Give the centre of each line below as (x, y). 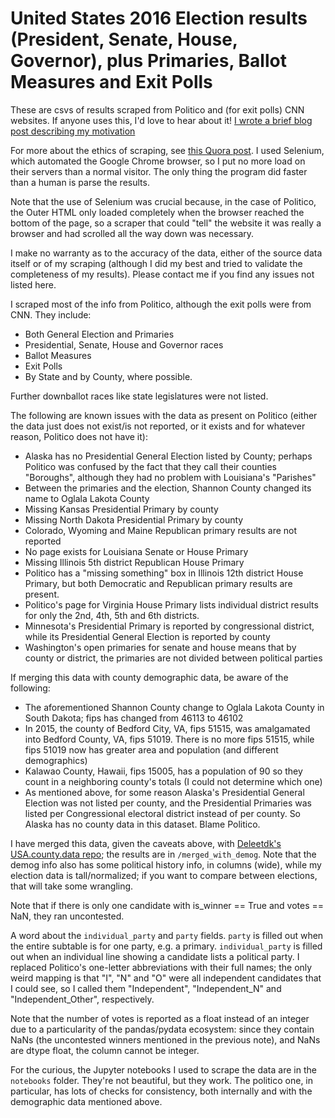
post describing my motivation (73, 131)
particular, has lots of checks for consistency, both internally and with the (161, 1091)
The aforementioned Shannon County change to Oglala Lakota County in (174, 707)
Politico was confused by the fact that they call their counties (150, 466)
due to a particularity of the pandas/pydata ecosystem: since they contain (162, 1029)
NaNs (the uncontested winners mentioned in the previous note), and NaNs (165, 1039)
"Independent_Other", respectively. (82, 999)
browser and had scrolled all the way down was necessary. (132, 233)
